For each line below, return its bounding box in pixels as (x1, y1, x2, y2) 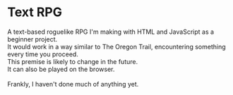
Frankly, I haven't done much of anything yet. (7, 80, 139, 88)
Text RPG (7, 4, 62, 20)
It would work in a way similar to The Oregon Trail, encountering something (7, 42, 226, 51)
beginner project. (7, 34, 58, 43)
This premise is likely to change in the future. (7, 57, 138, 65)
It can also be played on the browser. (7, 65, 115, 73)
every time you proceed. (7, 50, 79, 58)
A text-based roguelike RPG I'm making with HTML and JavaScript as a (7, 27, 214, 36)
